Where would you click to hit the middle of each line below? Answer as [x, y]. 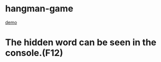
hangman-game [39, 9]
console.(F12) [34, 53]
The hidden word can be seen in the [81, 42]
